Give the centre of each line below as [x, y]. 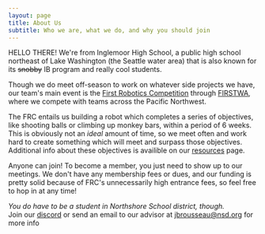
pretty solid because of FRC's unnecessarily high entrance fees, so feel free [132, 183]
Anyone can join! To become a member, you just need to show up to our [125, 166]
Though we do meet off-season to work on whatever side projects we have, [132, 85]
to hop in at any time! [43, 191]
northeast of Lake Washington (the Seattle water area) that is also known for [132, 61]
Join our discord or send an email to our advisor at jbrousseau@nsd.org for [131, 215]
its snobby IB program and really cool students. [85, 70]
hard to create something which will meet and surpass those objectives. [125, 142]
